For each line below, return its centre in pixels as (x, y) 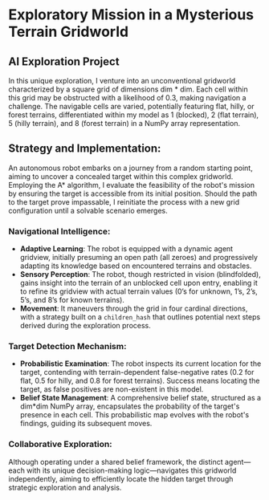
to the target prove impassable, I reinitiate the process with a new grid (124, 201)
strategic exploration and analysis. (65, 487)
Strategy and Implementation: (85, 149)
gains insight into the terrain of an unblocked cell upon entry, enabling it (139, 283)
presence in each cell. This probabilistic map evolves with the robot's (134, 415)
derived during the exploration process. (85, 326)
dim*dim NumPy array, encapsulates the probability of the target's (130, 406)
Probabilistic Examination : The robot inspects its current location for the (141, 364)
